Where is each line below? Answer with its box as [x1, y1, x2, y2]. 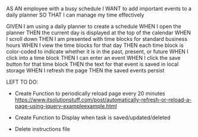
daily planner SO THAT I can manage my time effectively [6, 11, 144, 18]
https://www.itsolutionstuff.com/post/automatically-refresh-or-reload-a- [14, 96, 192, 103]
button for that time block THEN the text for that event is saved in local [6, 60, 179, 68]
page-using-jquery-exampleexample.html [14, 103, 117, 109]
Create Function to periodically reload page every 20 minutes [14, 90, 165, 97]
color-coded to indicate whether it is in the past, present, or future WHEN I [6, 48, 188, 55]
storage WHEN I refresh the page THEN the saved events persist [6, 67, 165, 74]
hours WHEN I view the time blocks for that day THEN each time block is [6, 42, 184, 49]
